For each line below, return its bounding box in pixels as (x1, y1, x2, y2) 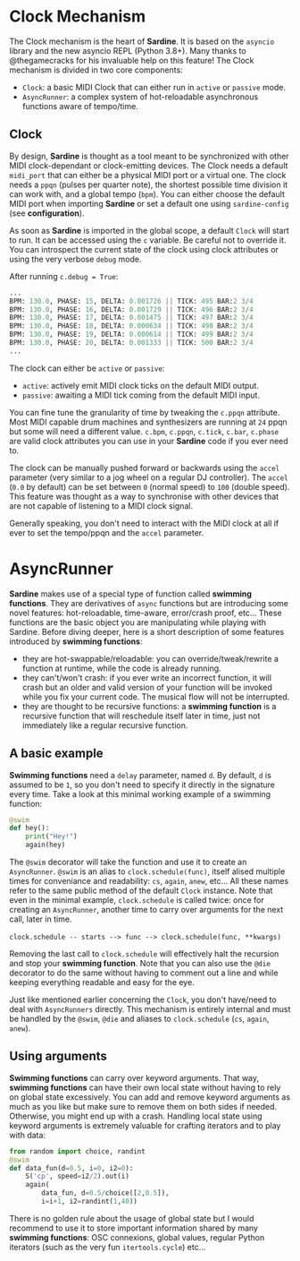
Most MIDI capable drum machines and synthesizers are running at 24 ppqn (9, 416, 287, 427)
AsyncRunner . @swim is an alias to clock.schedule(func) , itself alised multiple (9, 866, 286, 877)
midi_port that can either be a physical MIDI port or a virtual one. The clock (9, 169, 287, 180)
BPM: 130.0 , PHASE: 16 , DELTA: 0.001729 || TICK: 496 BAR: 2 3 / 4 (9, 305, 254, 314)
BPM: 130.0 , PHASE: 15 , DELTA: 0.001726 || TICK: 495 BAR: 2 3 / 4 (9, 296, 254, 305)
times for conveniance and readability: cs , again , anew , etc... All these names (9, 876, 289, 886)
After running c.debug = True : (9, 270, 119, 281)
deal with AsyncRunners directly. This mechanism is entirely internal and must (9, 1004, 291, 1014)
